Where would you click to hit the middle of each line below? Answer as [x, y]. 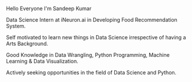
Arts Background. [27, 44]
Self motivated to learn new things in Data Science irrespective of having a [96, 37]
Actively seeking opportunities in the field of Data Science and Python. [91, 72]
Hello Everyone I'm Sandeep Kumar [49, 8]
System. [16, 26]
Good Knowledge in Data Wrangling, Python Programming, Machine [88, 55]
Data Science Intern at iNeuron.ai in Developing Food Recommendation [92, 20]
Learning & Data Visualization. [42, 61]
